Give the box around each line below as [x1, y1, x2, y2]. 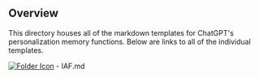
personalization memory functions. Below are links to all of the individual [8, 37, 252, 46]
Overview [8, 6, 59, 20]
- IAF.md [55, 61, 85, 71]
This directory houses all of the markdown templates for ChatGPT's [8, 28, 234, 37]
